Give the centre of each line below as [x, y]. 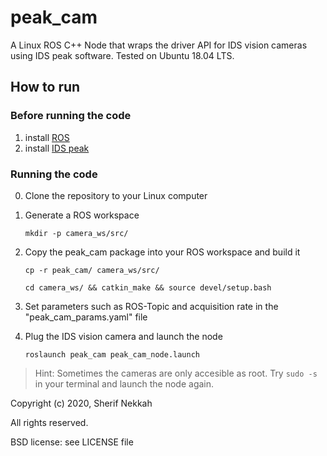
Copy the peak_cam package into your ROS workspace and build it [162, 252]
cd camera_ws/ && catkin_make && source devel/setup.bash [148, 287]
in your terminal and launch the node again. [124, 383]
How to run [45, 87]
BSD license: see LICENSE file [72, 442]
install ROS [47, 137]
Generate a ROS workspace [82, 215]
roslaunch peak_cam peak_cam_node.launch [112, 354]
